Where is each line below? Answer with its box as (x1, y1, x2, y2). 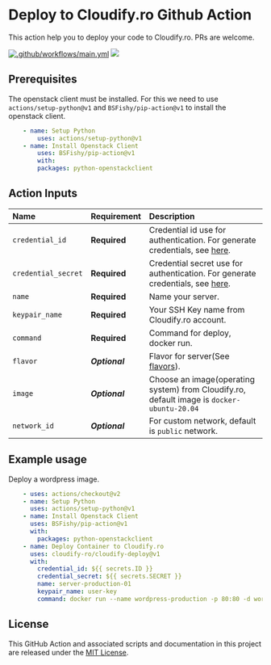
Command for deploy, (148, 327, 231, 339)
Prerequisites (8, 73, 77, 86)
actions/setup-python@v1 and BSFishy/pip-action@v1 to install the (8, 103, 227, 112)
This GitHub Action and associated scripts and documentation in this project (8, 638, 262, 648)
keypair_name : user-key (37, 587, 117, 596)
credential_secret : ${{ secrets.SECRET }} (37, 572, 182, 581)
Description (148, 210, 195, 221)
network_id (12, 421, 54, 430)
